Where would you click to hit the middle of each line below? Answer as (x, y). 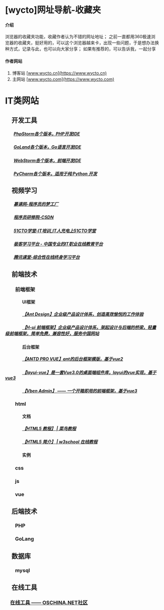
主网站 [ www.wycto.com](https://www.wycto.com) (63, 79)
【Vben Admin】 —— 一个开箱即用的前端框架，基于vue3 (80, 391)
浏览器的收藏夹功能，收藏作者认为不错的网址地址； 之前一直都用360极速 (78, 37)
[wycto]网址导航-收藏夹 (53, 10)
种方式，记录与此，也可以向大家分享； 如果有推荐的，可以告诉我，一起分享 (81, 49)
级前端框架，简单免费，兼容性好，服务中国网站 (52, 334)
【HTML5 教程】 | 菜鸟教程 (49, 428)
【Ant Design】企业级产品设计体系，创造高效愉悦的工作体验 (83, 314)
